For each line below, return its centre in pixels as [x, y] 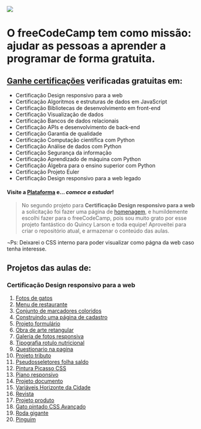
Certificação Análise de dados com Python [68, 146]
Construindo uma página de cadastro [61, 317]
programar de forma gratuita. [81, 59]
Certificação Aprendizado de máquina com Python [78, 159]
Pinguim [25, 419]
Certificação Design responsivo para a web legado [78, 178]
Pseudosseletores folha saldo [52, 362]
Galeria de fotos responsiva [49, 336]
